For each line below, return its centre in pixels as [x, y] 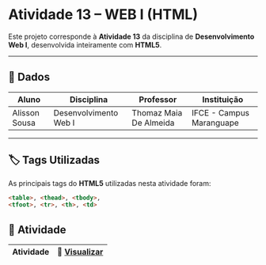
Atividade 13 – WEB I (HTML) [103, 15]
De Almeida [153, 123]
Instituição [223, 99]
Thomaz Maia [157, 112]
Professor [158, 99]
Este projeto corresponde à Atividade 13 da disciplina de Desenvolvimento [131, 36]
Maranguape [215, 123]
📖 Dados [29, 77]
